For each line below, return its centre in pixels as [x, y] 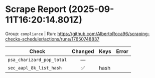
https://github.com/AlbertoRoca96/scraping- [104, 33]
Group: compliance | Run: [31, 33]
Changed [83, 51]
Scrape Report [36, 9]
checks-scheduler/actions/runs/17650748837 [52, 39]
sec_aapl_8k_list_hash [35, 68]
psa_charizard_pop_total [37, 59]
